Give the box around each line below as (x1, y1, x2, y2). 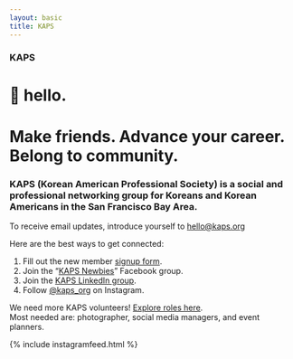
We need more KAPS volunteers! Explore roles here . (9, 302, 203, 313)
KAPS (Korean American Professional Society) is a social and (9, 177, 283, 190)
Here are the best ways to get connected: (9, 239, 165, 250)
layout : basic (9, 13, 63, 23)
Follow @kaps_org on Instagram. (22, 285, 145, 296)
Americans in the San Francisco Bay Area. (9, 200, 198, 213)
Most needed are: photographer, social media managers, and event (9, 312, 260, 323)
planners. (9, 322, 45, 333)
